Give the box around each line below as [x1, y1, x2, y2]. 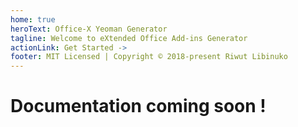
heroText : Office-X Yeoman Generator [10, 24, 168, 34]
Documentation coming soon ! [10, 95, 267, 118]
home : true [10, 14, 56, 25]
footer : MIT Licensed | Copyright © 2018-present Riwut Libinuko [10, 52, 288, 62]
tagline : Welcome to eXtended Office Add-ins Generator [10, 33, 248, 43]
